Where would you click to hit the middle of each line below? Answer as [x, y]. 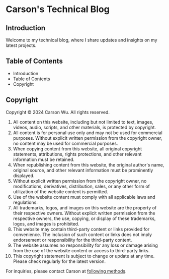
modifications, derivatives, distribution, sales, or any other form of [81, 186]
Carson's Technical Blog [58, 9]
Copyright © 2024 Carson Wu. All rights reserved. [58, 112]
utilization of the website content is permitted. [61, 191]
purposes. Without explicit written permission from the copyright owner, [88, 138]
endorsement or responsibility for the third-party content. [72, 240]
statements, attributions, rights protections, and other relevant [77, 154]
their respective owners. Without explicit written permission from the [84, 213]
